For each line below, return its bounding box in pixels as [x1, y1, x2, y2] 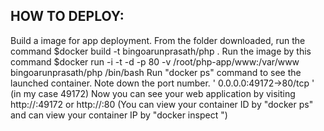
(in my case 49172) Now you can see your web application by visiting [10, 87, 296, 99]
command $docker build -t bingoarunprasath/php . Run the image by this [10, 45, 312, 57]
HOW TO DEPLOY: [10, 8, 125, 25]
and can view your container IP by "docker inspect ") [10, 109, 228, 121]
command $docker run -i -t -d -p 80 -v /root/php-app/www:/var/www [10, 55, 300, 68]
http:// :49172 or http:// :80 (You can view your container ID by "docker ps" [10, 98, 314, 110]
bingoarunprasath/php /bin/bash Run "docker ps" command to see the [10, 66, 302, 78]
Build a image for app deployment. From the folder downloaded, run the [10, 34, 306, 46]
